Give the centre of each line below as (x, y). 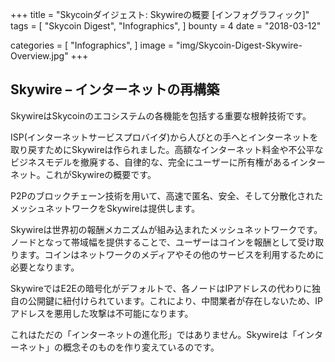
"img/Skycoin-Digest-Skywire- (239, 45)
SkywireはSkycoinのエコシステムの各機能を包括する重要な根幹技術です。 (161, 115)
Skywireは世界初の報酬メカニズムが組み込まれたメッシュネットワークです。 (166, 229)
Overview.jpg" (39, 56)
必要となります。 (45, 267)
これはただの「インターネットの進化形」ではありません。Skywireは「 (153, 334)
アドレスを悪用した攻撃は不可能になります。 (102, 313)
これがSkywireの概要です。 (100, 174)
